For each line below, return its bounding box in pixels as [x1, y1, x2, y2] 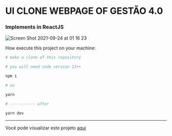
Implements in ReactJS [5, 24, 64, 31]
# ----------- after [5, 101, 50, 106]
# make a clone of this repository [5, 55, 81, 60]
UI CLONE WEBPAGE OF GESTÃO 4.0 [5, 5, 163, 17]
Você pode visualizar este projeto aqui [5, 125, 86, 131]
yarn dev [5, 110, 24, 115]
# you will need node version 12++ [5, 64, 81, 69]
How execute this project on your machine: [5, 45, 96, 51]
